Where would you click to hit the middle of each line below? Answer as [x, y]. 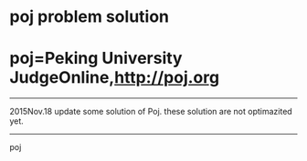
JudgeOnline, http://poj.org [115, 78]
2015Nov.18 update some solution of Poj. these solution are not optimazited [151, 112]
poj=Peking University [96, 59]
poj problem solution [90, 17]
